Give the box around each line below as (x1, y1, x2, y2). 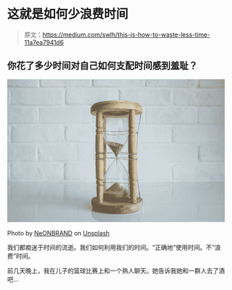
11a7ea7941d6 (23, 38, 64, 46)
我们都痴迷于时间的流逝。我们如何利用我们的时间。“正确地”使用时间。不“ (7, 243, 215, 251)
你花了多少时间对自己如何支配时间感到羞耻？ (7, 60, 198, 72)
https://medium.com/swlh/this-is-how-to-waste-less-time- (42, 30, 211, 39)
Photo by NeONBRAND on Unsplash (7, 229, 110, 237)
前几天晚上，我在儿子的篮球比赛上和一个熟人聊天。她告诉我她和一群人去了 (7, 267, 219, 275)
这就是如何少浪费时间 (7, 6, 129, 22)
